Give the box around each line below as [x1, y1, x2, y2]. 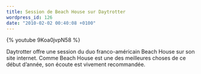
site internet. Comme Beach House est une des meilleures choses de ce [6, 55, 186, 62]
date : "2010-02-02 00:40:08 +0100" [6, 20, 96, 26]
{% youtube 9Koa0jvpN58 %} [6, 37, 81, 44]
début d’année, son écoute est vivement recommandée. [6, 61, 146, 68]
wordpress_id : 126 [6, 14, 53, 20]
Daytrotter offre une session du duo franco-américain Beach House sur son [6, 48, 195, 55]
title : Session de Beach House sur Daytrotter [6, 8, 126, 15]
